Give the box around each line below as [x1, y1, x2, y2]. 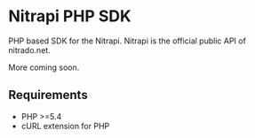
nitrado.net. [8, 44, 51, 55]
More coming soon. [8, 62, 80, 73]
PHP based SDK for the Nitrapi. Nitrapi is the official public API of [8, 35, 246, 46]
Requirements [8, 88, 88, 103]
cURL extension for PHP [20, 120, 110, 131]
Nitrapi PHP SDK [8, 6, 131, 27]
